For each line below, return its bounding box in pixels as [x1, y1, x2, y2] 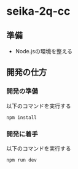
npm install [6, 115, 37, 121]
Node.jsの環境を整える [15, 48, 72, 54]
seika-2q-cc [6, 4, 71, 18]
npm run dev [6, 157, 37, 163]
